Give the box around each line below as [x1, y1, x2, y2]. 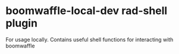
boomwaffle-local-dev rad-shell [5, 4, 168, 18]
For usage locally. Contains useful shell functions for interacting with [5, 36, 174, 43]
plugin [5, 16, 38, 30]
